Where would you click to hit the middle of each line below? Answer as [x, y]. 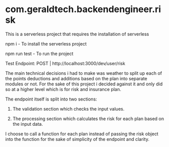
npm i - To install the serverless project [46, 43]
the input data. [28, 124]
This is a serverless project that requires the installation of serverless [77, 34]
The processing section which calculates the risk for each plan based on [88, 118]
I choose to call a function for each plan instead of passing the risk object [82, 134]
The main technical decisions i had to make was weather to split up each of [84, 73]
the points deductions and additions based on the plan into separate [76, 78]
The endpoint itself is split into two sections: [51, 99]
